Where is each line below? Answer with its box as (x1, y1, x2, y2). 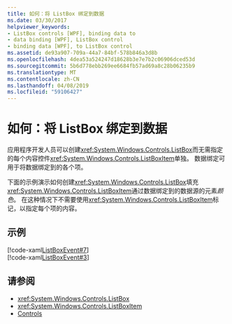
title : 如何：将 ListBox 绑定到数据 (7, 10, 105, 18)
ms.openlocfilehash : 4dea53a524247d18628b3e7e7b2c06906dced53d (7, 56, 196, 63)
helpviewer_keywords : (7, 23, 71, 30)
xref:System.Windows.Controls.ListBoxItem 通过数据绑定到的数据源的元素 (7, 187, 218, 195)
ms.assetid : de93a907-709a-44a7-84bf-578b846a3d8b (7, 50, 158, 57)
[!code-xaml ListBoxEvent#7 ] (7, 245, 89, 254)
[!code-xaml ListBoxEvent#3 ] (7, 253, 89, 262)
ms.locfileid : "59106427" (7, 88, 82, 95)
